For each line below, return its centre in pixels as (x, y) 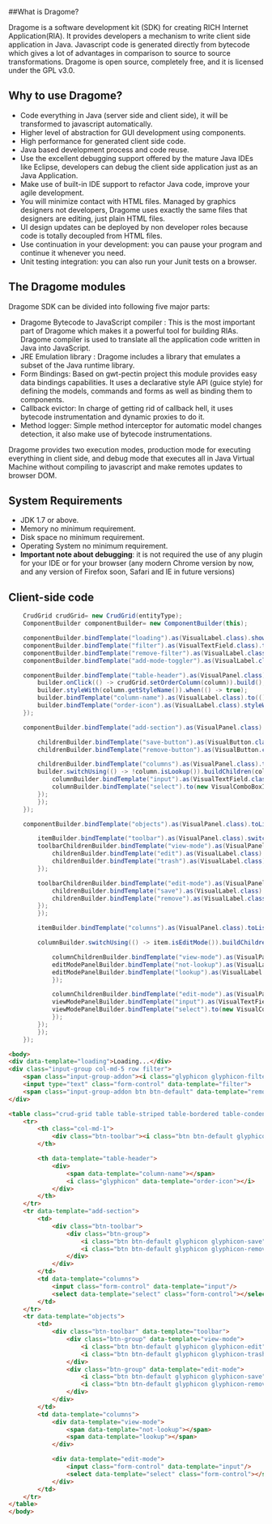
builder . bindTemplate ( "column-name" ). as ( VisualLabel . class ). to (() (152, 698)
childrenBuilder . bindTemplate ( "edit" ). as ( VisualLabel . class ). (159, 854)
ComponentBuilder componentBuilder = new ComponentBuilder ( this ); (136, 624)
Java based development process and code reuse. (105, 150)
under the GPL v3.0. (42, 70)
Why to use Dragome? (66, 96)
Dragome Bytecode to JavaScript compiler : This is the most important (138, 322)
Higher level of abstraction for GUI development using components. (133, 132)
